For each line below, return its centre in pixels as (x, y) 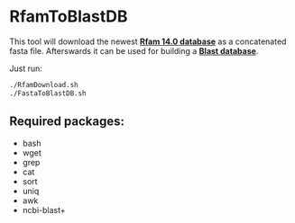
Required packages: (67, 122)
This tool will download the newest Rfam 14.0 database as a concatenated (148, 41)
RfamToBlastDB (69, 17)
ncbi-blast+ (44, 210)
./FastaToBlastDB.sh (48, 93)
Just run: (26, 68)
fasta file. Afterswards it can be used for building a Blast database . (134, 50)
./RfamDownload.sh (44, 85)
